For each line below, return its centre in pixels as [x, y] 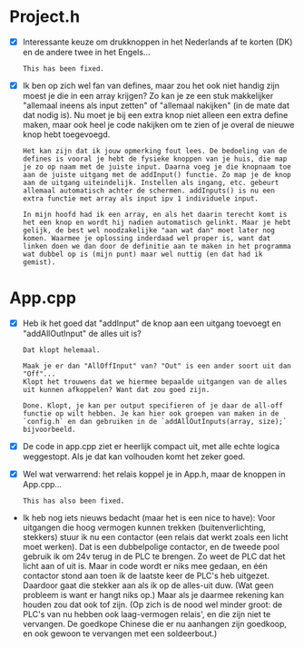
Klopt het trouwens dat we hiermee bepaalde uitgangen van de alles [155, 382]
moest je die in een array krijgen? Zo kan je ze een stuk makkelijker [148, 96]
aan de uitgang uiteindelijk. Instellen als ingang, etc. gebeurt [151, 183]
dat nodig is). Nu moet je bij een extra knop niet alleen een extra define [155, 115]
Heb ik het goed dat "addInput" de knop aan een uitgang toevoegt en [152, 323]
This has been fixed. [63, 69]
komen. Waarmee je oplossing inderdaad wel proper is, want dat [147, 239]
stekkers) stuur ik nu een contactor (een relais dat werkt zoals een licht [155, 537]
